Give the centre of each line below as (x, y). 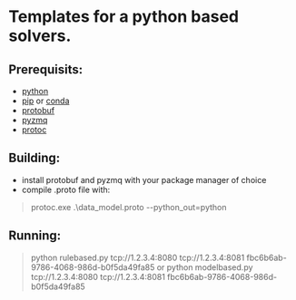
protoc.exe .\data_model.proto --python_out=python (128, 207)
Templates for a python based (124, 17)
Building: (35, 158)
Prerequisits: (46, 69)
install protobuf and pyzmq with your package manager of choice (144, 179)
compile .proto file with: (66, 189)
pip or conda (45, 101)
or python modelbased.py (205, 267)
